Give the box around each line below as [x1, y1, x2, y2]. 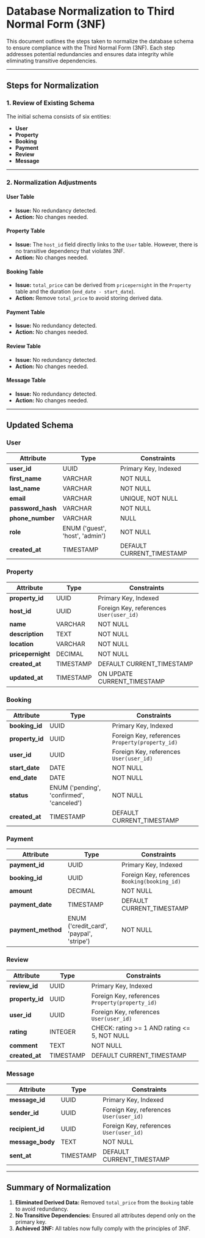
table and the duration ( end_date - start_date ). [15, 288, 135, 295]
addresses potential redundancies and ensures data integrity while [6, 50, 174, 57]
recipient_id [9, 1124, 45, 1133]
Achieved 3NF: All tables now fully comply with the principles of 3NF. [15, 1225, 191, 1232]
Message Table [6, 377, 46, 384]
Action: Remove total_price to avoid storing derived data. [15, 295, 163, 302]
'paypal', [67, 929, 93, 938]
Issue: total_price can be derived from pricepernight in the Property [15, 281, 192, 289]
